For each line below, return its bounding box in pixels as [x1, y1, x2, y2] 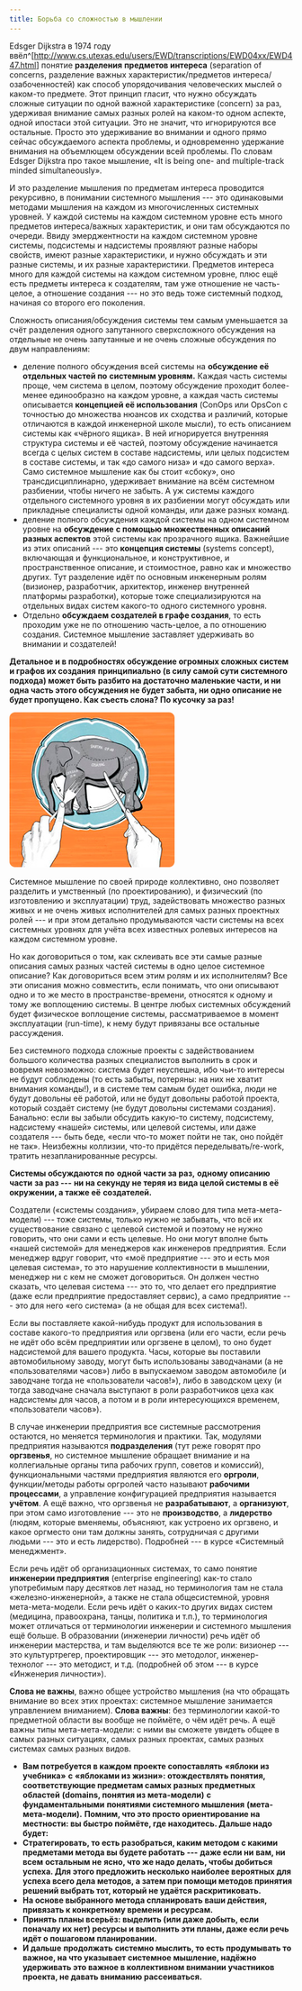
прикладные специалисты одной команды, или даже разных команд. [22, 505, 290, 515]
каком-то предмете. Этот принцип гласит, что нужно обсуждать [9, 88, 258, 99]
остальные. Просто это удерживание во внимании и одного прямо [9, 126, 267, 137]
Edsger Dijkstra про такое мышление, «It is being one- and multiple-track [9, 155, 285, 166]
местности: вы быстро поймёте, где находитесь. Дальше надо [22, 1818, 272, 1829]
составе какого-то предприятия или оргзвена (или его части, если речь [9, 1327, 287, 1338]
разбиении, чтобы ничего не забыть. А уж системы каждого [22, 485, 254, 495]
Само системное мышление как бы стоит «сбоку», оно [22, 466, 235, 477]
